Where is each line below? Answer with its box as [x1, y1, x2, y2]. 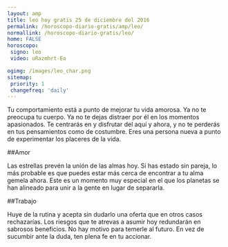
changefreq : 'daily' [10, 87, 70, 94]
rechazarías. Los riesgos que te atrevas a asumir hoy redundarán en [7, 218, 202, 226]
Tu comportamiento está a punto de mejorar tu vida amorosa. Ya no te [7, 106, 207, 114]
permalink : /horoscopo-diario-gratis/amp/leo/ [7, 23, 144, 30]
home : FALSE [7, 36, 41, 43]
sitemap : [7, 74, 32, 81]
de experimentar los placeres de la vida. [7, 135, 122, 144]
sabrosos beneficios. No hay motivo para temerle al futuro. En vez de [7, 225, 205, 233]
